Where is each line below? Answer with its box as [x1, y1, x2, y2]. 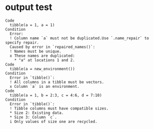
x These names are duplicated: [10, 53, 75, 58]
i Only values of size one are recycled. [10, 119, 98, 124]
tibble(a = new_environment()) [10, 66, 75, 71]
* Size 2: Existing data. [10, 110, 64, 115]
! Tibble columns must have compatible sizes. [10, 106, 109, 111]
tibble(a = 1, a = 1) [10, 22, 55, 28]
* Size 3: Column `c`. [10, 114, 57, 119]
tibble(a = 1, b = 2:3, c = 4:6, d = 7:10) [10, 92, 102, 98]
